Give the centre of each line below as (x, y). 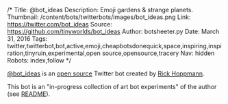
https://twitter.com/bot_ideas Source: (60, 24)
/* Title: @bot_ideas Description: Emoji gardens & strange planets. (100, 10)
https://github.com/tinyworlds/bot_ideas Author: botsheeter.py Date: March (113, 31)
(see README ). (29, 94)
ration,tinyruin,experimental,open (54, 53)
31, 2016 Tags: (27, 39)
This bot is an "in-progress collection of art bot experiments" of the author (112, 87)
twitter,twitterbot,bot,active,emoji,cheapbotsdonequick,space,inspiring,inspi (115, 46)
